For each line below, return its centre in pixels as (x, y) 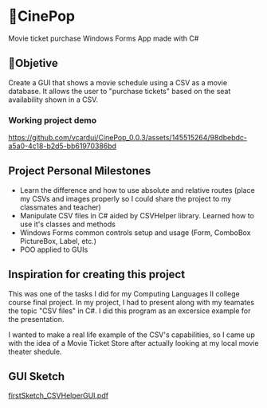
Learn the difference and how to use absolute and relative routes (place (137, 190)
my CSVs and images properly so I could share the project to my (126, 198)
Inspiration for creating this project (97, 275)
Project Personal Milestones (80, 171)
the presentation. (36, 319)
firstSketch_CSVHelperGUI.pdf (59, 396)
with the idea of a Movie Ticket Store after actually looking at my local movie (133, 343)
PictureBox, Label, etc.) (58, 241)
